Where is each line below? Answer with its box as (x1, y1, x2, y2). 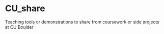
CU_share (5, 3, 45, 14)
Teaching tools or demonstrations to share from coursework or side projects (5, 19, 160, 25)
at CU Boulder (5, 24, 34, 30)
